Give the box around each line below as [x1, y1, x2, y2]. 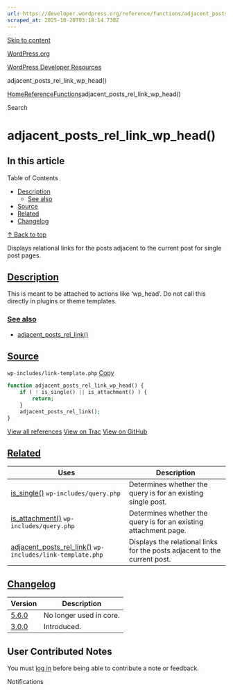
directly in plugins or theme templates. [7, 297, 117, 305]
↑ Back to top [7, 230, 47, 239]
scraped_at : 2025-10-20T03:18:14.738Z [7, 17, 119, 24]
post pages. [7, 251, 42, 260]
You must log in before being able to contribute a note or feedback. [7, 664, 200, 672]
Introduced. [44, 622, 82, 632]
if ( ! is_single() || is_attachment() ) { [19, 389, 148, 396]
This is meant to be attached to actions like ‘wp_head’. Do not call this [7, 289, 206, 298]
